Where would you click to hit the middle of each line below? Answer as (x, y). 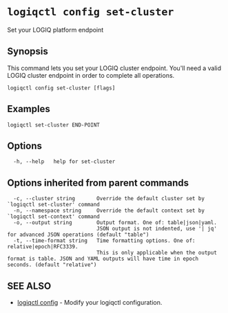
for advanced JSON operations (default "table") (78, 235)
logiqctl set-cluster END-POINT (53, 125)
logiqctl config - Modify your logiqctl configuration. (90, 302)
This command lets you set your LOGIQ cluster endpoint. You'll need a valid (114, 68)
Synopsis (28, 51)
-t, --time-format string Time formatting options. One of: (104, 241)
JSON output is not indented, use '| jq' (156, 229)
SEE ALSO (29, 286)
